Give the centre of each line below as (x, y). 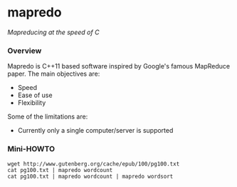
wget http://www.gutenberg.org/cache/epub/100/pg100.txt (94, 164)
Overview (25, 51)
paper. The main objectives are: (54, 74)
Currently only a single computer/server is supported (95, 131)
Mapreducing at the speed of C (53, 32)
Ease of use (35, 95)
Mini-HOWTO (31, 149)
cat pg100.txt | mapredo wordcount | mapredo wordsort (90, 176)
